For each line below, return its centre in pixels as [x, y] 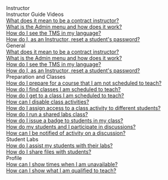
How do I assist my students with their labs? [60, 146]
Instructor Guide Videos [35, 14]
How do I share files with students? [49, 152]
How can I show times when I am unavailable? [62, 164]
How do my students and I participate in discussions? [71, 127]
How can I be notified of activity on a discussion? [66, 133]
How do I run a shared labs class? [47, 114]
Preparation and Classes [36, 77]
